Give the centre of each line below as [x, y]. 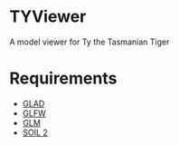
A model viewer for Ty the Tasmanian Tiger [89, 42]
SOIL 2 [35, 132]
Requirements [63, 78]
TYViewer [48, 17]
